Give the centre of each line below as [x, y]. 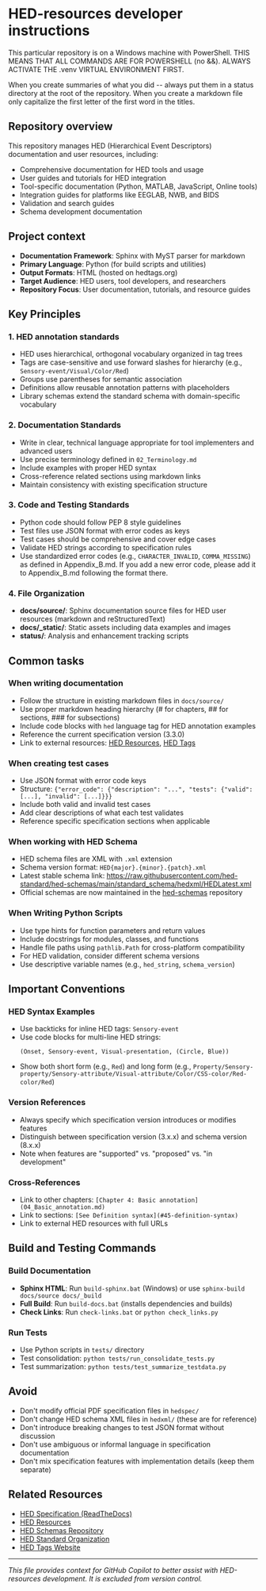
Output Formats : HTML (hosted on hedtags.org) [99, 272]
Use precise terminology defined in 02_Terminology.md [108, 459]
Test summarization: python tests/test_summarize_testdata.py [123, 1366]
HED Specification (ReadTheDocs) [76, 1513]
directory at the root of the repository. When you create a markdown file [125, 93]
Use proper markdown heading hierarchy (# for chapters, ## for [124, 709]
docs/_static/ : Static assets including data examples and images [125, 628]
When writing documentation [66, 683]
